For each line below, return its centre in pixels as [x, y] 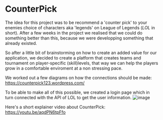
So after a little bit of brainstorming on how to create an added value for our [81, 53]
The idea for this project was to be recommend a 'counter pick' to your [76, 22]
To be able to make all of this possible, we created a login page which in [77, 92]
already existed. [21, 43]
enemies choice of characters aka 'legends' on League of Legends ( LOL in [80, 27]
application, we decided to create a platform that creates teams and [73, 58]
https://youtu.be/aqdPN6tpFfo [35, 112]
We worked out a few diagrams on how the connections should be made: [79, 78]
